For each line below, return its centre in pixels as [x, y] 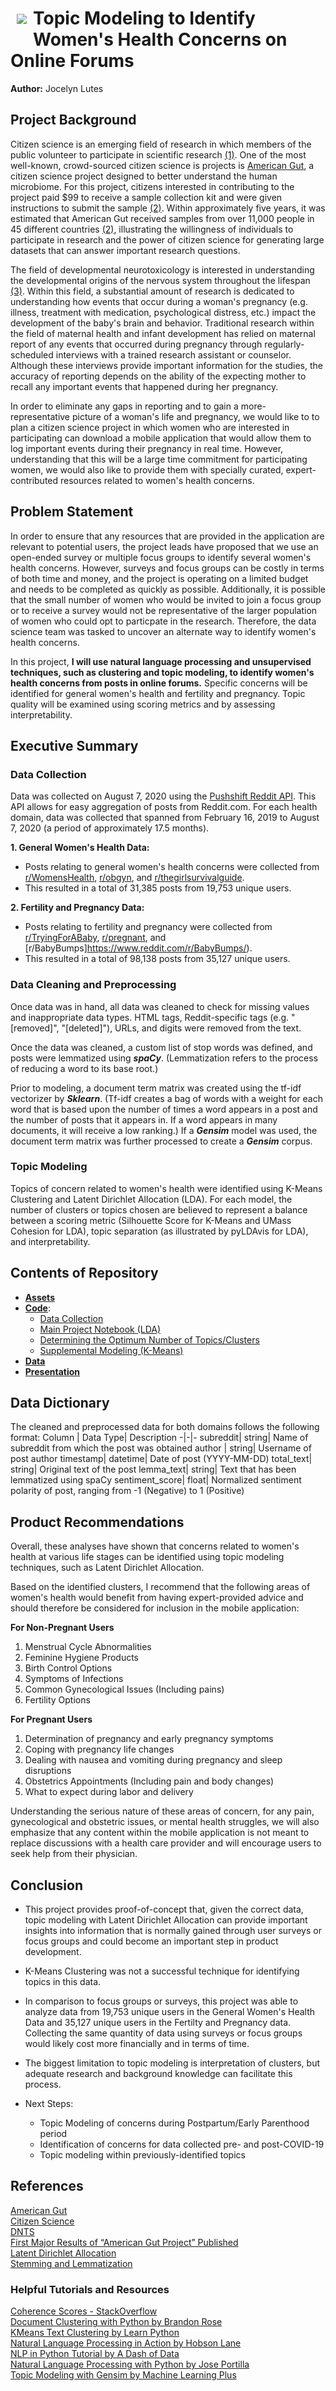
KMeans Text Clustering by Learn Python [95, 2333]
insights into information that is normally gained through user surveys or [173, 1931]
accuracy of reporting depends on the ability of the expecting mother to [158, 376]
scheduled [32, 354]
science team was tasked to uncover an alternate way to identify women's [163, 631]
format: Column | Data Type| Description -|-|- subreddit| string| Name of [159, 1438]
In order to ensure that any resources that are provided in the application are [167, 536]
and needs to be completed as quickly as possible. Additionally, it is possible [168, 589]
